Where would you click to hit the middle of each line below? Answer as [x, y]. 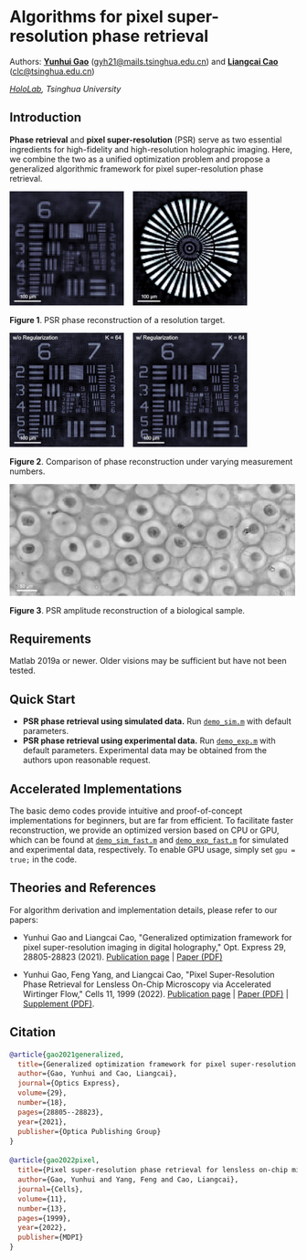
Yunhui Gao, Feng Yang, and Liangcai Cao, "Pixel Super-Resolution [149, 974]
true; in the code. [43, 859]
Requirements [50, 639]
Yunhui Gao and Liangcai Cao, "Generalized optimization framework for [157, 937]
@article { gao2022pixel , [55, 1160]
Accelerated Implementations [96, 788]
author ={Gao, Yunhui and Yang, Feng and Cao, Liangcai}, [128, 1180]
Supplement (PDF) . [58, 1003]
